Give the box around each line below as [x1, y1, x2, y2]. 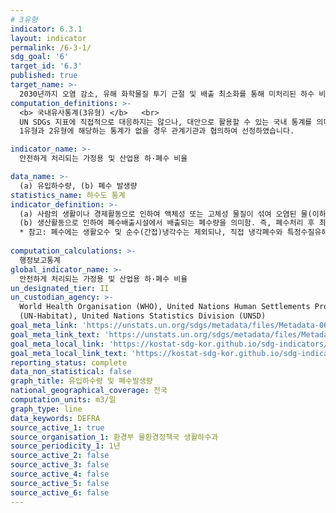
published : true [10, 71, 78, 81]
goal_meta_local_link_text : [10, 348, 128, 358]
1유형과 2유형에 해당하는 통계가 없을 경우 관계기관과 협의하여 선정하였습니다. [19, 126, 295, 136]
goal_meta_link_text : [10, 329, 101, 340]
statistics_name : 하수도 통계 [10, 190, 126, 200]
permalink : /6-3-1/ [10, 42, 92, 53]
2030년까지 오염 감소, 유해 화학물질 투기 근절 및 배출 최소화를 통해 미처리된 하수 [19, 89, 315, 99]
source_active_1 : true [10, 422, 105, 433]
